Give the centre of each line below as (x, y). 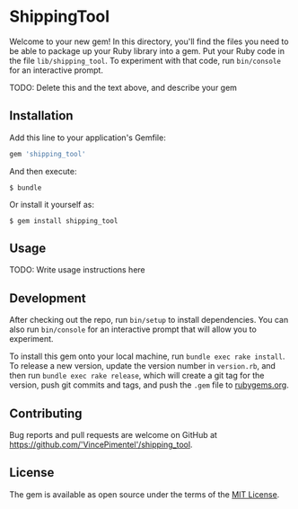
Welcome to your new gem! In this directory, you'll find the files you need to (149, 41)
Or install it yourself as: (52, 204)
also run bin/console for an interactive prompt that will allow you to (133, 329)
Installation (41, 116)
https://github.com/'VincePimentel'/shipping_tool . (101, 445)
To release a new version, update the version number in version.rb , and (143, 366)
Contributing (46, 413)
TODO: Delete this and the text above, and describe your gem (123, 87)
